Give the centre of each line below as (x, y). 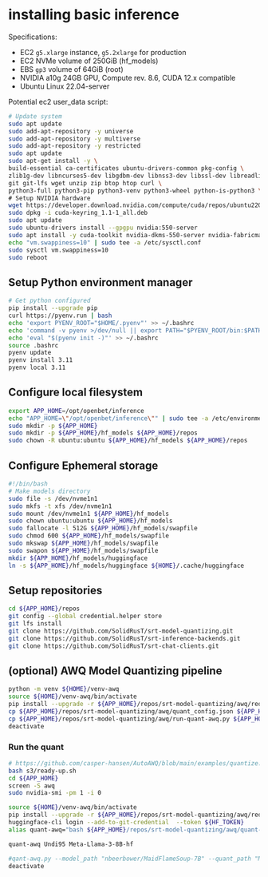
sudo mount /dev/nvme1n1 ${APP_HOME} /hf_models (89, 514)
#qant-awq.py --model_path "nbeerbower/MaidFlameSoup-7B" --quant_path (130, 859)
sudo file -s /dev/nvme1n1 (53, 498)
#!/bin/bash (28, 484)
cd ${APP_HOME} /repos (44, 609)
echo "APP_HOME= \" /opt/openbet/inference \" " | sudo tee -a (108, 418)
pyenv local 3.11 (37, 368)
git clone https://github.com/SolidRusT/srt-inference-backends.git (124, 638)
